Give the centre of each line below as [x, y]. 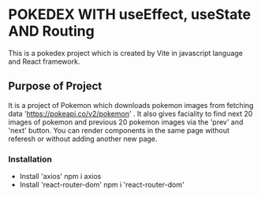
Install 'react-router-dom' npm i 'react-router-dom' [102, 185]
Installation [30, 159]
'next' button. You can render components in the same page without [119, 130]
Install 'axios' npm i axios [60, 177]
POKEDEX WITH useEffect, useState [129, 15]
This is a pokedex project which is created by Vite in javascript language [125, 53]
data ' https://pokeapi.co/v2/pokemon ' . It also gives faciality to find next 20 [130, 113]
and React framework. [44, 61]
